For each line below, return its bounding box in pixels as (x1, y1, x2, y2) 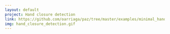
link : (5, 16, 16, 21)
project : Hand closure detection (5, 12, 76, 17)
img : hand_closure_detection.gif (5, 21, 76, 26)
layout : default (5, 7, 39, 12)
